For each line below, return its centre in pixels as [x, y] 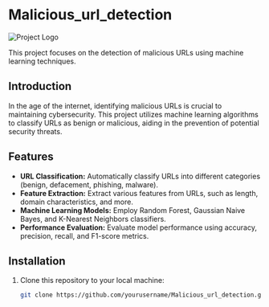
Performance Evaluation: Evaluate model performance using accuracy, [138, 227]
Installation [37, 261]
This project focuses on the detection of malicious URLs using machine [126, 52]
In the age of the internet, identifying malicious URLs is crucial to [115, 105]
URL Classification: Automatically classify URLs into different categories [140, 176]
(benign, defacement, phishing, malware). [89, 184]
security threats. [35, 131]
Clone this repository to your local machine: [92, 280]
